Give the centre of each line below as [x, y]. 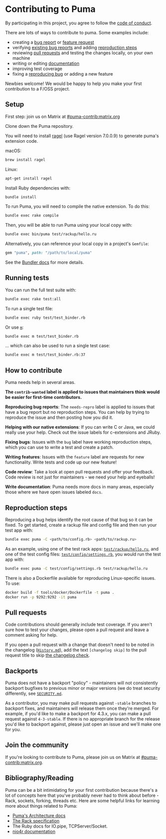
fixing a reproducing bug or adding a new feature [63, 74]
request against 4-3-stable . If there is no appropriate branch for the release [83, 719]
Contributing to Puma [50, 9]
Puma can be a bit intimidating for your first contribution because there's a [81, 790]
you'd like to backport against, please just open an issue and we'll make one [83, 724]
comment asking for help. [31, 635]
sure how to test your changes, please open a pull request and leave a [77, 630]
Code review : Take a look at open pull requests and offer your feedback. [80, 472]
